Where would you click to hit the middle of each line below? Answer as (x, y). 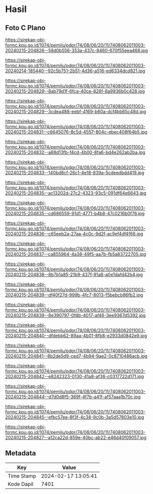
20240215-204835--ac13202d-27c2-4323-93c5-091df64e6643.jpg (76, 193)
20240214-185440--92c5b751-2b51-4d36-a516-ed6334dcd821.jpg (75, 71)
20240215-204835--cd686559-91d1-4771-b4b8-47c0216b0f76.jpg (75, 213)
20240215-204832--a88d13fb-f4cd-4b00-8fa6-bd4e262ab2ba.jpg (75, 152)
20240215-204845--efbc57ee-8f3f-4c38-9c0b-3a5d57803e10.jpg (75, 417)
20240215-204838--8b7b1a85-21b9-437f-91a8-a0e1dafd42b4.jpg (74, 275)
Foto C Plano (25, 28)
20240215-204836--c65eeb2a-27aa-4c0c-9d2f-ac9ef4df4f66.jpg (74, 234)
